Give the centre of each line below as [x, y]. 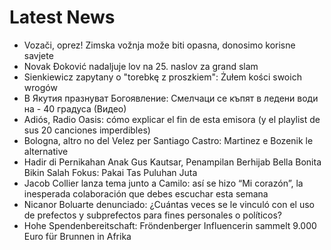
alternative [46, 151]
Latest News [62, 17]
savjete [38, 55]
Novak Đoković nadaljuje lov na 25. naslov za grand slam [141, 66]
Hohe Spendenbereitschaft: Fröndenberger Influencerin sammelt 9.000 [170, 225]
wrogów [40, 87]
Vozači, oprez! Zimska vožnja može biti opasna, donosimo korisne [159, 45]
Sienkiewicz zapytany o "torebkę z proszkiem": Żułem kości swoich [162, 77]
